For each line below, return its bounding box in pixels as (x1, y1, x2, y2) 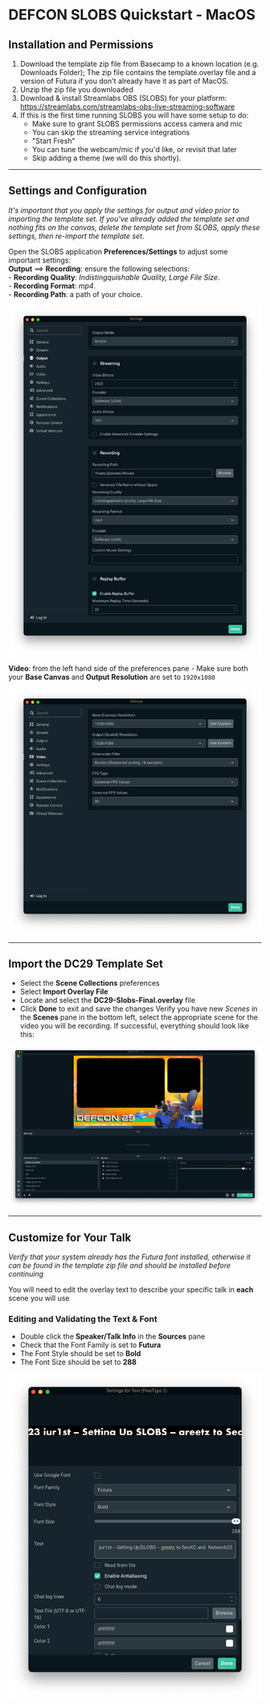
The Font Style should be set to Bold (19, 1349, 141, 1359)
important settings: (8, 255, 71, 265)
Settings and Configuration (8, 184, 147, 198)
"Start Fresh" (31, 136, 76, 146)
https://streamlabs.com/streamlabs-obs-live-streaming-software (19, 102, 235, 111)
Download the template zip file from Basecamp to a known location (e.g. (19, 59, 260, 68)
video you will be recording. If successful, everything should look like (19, 1021, 249, 1031)
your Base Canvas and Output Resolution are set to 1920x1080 (8, 672, 215, 681)
